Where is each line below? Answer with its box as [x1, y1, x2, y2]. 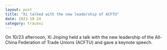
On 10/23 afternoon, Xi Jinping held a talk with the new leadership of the [5, 34, 154, 40]
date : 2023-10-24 [5, 16, 41, 21]
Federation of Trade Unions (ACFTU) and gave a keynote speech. [18, 40, 153, 46]
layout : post [5, 7, 32, 12]
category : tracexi [5, 21, 43, 26]
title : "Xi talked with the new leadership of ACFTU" [5, 12, 120, 17]
